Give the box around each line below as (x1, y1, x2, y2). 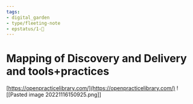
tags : (6, 8, 20, 15)
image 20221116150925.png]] (28, 91, 101, 99)
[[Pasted (6, 91, 28, 99)
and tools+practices (6, 65, 110, 79)
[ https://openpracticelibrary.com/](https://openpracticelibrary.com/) (6, 85, 176, 92)
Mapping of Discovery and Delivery (6, 52, 187, 65)
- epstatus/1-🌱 (6, 25, 45, 32)
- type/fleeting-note (6, 20, 61, 26)
